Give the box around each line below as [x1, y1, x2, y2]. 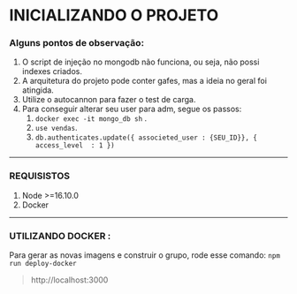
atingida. [21, 85, 55, 95]
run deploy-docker [9, 260, 77, 268]
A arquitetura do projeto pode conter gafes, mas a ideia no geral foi [21, 76, 268, 87]
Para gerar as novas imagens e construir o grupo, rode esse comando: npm [9, 250, 281, 260]
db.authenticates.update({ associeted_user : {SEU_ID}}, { [34, 133, 258, 142]
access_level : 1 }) [34, 141, 115, 150]
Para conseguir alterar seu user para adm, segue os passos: [21, 103, 242, 115]
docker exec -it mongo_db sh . [34, 113, 148, 124]
